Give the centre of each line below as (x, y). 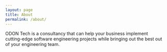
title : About (19, 15)
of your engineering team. (33, 44)
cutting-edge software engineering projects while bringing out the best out (84, 39)
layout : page (19, 10)
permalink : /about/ (26, 19)
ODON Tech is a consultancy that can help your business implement (77, 34)
